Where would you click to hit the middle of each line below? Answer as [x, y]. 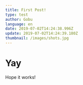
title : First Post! [26, 10]
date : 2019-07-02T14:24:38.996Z [39, 29]
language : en [19, 24]
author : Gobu [19, 19]
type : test [17, 15]
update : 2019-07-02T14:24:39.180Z [42, 33]
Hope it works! [20, 77]
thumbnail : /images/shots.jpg [37, 38]
